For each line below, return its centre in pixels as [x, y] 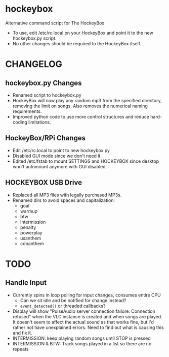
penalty [28, 227]
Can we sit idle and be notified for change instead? [73, 300]
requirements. [27, 111]
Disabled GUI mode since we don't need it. [57, 156]
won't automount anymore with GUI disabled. [60, 166]
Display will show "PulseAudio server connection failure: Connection [84, 311]
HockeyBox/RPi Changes [46, 138]
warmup [29, 211]
